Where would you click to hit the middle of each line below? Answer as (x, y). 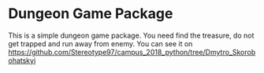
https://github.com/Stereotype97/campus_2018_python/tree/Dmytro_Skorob (132, 52)
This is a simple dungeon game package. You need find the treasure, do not (131, 35)
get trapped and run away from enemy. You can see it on (100, 43)
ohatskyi (22, 60)
